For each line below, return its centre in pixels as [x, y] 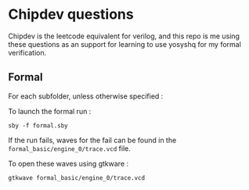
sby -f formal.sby [38, 125]
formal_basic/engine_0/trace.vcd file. [70, 148]
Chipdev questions [71, 14]
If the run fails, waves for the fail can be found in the [92, 140]
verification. [27, 52]
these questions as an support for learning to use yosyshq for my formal [125, 44]
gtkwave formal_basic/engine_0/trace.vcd [77, 177]
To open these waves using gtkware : [69, 163]
